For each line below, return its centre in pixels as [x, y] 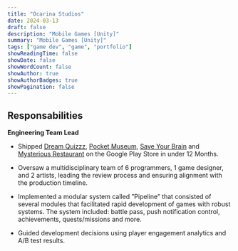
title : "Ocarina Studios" [46, 14]
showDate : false [31, 60]
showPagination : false [41, 87]
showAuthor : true [33, 73]
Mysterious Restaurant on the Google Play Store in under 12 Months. [118, 154]
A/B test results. [41, 241]
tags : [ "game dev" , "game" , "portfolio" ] [70, 47]
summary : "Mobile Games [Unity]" [57, 41]
